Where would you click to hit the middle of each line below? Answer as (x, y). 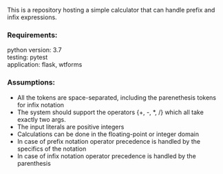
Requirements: (32, 35)
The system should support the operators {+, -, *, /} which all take (110, 112)
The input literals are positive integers (71, 127)
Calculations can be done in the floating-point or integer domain (108, 134)
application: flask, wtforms (45, 65)
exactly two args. (42, 119)
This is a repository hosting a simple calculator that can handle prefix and (111, 10)
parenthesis (34, 163)
